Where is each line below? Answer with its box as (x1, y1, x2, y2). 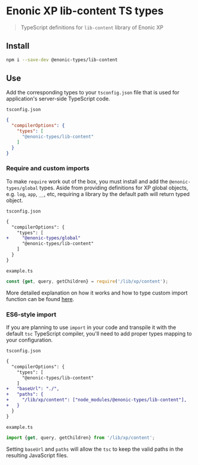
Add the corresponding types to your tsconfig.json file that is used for (6, 89, 180, 96)
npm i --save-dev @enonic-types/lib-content (6, 56, 118, 63)
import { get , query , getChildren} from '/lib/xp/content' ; (6, 435, 155, 441)
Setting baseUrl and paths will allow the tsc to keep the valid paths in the (6, 445, 184, 453)
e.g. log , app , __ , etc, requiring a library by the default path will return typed (6, 190, 190, 197)
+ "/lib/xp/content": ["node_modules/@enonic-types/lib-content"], (6, 397, 187, 403)
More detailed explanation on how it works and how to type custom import (6, 289, 188, 296)
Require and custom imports (6, 165, 90, 173)
